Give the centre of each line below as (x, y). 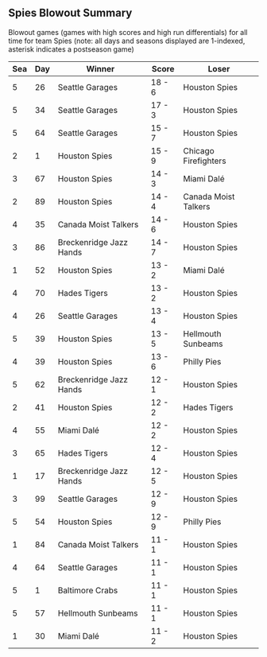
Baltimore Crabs (88, 590)
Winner (101, 68)
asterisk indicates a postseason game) (72, 49)
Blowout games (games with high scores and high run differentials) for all (128, 32)
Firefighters (204, 161)
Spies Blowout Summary (70, 13)
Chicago (198, 150)
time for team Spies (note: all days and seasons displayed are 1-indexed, (127, 41)
